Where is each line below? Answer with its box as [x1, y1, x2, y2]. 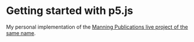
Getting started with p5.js [6, 4, 133, 17]
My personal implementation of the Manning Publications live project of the [6, 23, 188, 30]
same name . [6, 29, 36, 36]
